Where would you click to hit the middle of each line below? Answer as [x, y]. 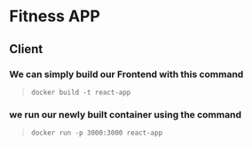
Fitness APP [55, 16]
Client [26, 49]
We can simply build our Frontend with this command [126, 74]
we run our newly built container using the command [126, 114]
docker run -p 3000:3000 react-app [97, 133]
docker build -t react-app [81, 92]
